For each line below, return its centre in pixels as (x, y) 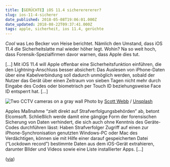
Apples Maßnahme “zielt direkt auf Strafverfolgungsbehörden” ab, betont (82, 111)
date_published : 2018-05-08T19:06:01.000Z (51, 19)
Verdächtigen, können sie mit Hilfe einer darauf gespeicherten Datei (77, 138)
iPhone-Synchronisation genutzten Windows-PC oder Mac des (71, 133)
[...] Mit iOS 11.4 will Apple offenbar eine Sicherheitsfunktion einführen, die (83, 64)
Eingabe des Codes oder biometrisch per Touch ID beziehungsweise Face (83, 86)
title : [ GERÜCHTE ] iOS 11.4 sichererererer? (53, 10)
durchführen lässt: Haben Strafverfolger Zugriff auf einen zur (84, 128)
